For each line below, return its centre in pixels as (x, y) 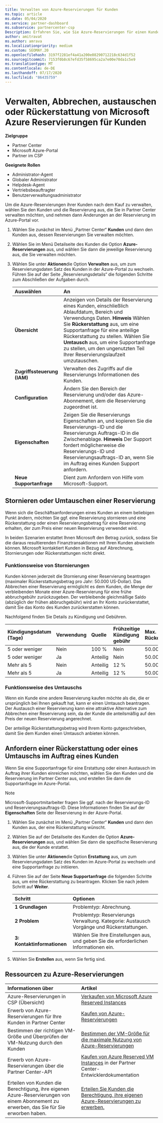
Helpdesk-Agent (28, 185)
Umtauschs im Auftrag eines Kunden (62, 756)
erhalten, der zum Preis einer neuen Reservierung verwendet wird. (72, 528)
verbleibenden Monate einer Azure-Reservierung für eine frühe (68, 592)
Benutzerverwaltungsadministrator (47, 195)
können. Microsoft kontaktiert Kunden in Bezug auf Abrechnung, (69, 548)
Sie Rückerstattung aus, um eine (101, 324)
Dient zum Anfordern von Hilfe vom (104, 477)
